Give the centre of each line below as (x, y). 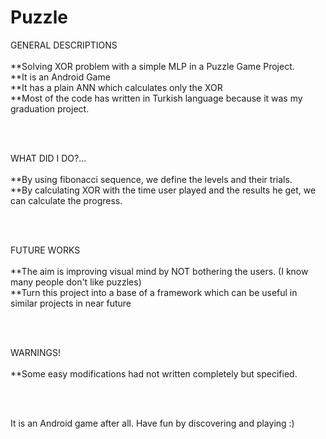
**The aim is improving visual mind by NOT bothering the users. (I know (159, 271)
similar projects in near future (71, 303)
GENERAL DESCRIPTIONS (64, 45)
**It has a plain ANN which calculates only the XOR (116, 87)
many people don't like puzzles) (76, 282)
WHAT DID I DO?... (48, 158)
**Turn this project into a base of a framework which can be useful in (154, 292)
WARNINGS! (35, 352)
